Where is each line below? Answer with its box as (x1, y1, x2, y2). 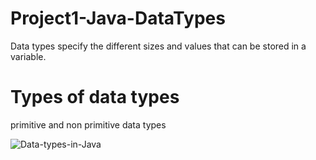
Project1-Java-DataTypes (10, 7, 226, 30)
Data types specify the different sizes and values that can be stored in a (10, 40, 307, 52)
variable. (10, 50, 47, 62)
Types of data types (10, 86, 180, 109)
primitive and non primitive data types (10, 118, 167, 131)
